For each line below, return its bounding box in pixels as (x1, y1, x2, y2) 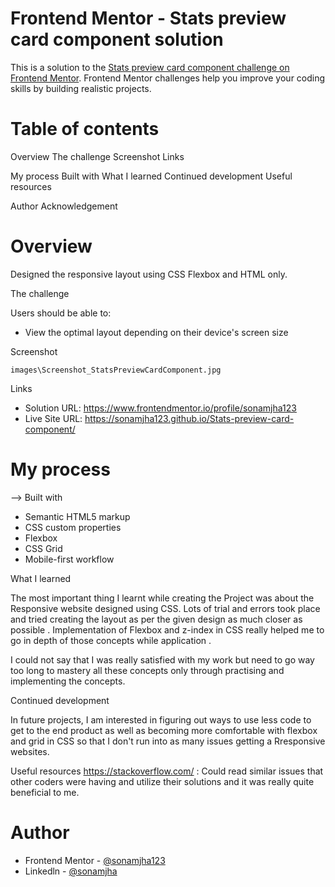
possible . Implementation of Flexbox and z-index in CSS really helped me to (10, 623, 325, 636)
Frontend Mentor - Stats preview (10, 7, 287, 30)
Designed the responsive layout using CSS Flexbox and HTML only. (10, 268, 288, 280)
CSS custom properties (24, 521, 122, 533)
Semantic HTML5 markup (24, 510, 131, 522)
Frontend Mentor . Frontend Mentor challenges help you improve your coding (10, 72, 326, 84)
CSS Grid (24, 542, 63, 554)
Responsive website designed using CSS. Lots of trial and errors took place (10, 602, 321, 614)
